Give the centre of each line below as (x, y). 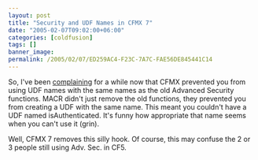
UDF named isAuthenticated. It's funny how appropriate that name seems (127, 115)
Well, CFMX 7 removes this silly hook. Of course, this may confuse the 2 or (129, 139)
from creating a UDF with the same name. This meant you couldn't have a (127, 106)
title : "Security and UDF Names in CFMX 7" (81, 23)
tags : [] (22, 45)
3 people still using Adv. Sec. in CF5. (68, 147)
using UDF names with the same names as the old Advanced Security (121, 90)
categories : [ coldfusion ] (50, 37)
